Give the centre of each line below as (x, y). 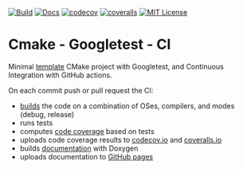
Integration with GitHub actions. (61, 75)
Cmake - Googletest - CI (90, 45)
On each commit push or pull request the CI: (81, 90)
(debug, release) (47, 114)
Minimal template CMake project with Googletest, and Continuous (116, 66)
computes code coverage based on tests (87, 131)
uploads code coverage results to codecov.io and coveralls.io (121, 140)
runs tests (36, 123)
